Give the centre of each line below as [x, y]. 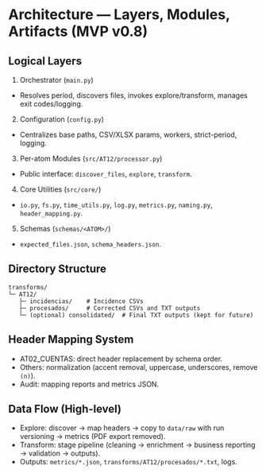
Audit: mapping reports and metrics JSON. [89, 384]
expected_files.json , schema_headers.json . [90, 244]
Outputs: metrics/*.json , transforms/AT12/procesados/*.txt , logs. [129, 462]
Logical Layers [45, 61]
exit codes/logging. [51, 104]
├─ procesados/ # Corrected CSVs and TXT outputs [110, 308]
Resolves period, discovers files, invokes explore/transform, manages [133, 95]
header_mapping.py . [51, 213]
